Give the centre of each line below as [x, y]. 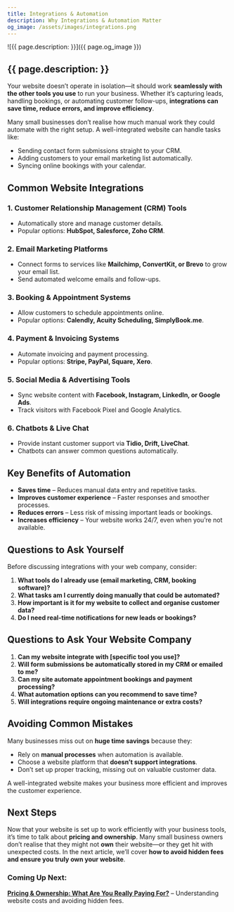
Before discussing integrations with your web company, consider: [102, 566]
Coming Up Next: [37, 877]
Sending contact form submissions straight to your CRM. [99, 151]
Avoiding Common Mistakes [70, 724]
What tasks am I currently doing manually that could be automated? [118, 595]
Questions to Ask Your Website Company [99, 640]
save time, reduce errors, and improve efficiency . [81, 108]
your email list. [39, 272]
